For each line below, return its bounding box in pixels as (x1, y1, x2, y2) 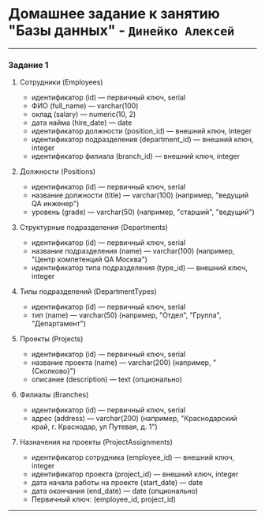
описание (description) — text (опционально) (31, 374, 183, 384)
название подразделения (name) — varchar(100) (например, (31, 246, 235, 256)
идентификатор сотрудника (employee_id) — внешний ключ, (31, 453, 235, 462)
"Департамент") (31, 319, 87, 329)
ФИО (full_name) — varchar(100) (31, 101, 139, 111)
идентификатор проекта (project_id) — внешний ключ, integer (31, 469, 239, 479)
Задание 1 (8, 59, 49, 70)
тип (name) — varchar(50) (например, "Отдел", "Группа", (31, 310, 222, 320)
